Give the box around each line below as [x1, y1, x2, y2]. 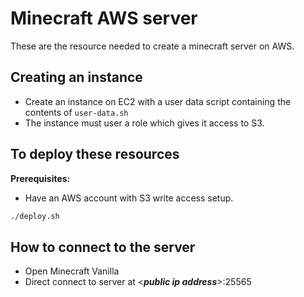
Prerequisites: [10, 172, 71, 184]
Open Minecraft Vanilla [24, 265, 120, 277]
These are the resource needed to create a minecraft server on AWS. [10, 40, 295, 52]
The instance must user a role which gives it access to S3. [24, 117, 265, 129]
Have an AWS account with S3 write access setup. [24, 192, 234, 204]
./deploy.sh [10, 211, 60, 221]
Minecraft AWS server [10, 7, 198, 30]
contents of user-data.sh [24, 106, 129, 118]
